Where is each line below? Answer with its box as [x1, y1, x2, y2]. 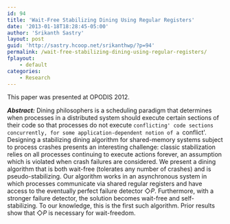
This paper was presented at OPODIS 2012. [7, 93, 130, 101]
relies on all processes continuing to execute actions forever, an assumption [7, 150, 222, 159]
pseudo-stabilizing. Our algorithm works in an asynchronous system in [7, 172, 207, 181]
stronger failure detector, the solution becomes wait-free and [7, 194, 180, 203]
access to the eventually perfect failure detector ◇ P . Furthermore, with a [7, 187, 214, 195]
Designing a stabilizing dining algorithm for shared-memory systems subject [7, 136, 223, 144]
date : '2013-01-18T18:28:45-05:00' [7, 23, 109, 30]
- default [19, 61, 48, 68]
